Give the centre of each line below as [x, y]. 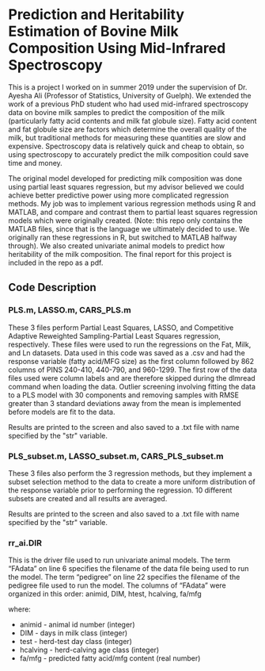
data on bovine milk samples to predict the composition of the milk [117, 112]
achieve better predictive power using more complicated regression [119, 195]
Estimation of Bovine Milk [94, 31]
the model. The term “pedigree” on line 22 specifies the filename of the [124, 577]
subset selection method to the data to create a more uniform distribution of [132, 481]
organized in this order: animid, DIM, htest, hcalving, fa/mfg [105, 594]
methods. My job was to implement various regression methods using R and [132, 203]
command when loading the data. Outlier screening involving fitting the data [132, 386]
